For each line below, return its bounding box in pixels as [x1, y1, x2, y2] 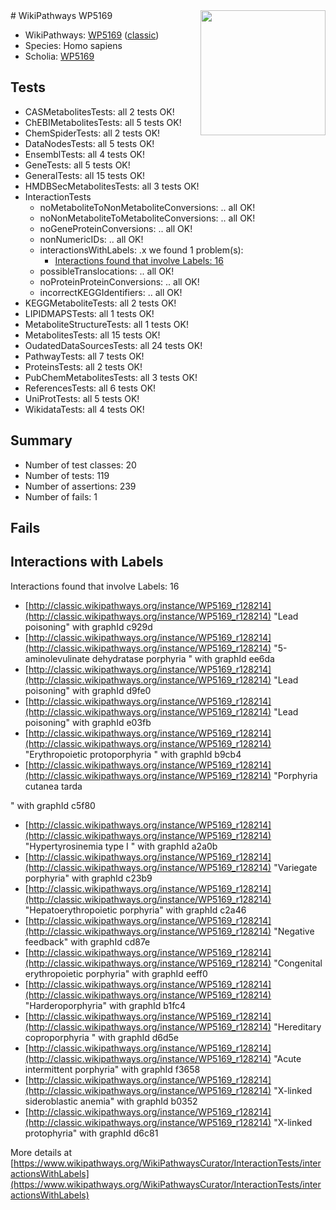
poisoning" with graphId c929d [24, 620, 153, 633]
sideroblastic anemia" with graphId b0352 [24, 1095, 198, 1107]
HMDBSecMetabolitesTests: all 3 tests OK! [24, 180, 200, 192]
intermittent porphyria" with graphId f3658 [24, 1063, 201, 1075]
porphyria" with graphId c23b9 [24, 872, 153, 884]
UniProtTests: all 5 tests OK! [24, 392, 140, 404]
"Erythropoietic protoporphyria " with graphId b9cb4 [24, 748, 242, 760]
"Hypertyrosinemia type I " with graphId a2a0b [24, 840, 218, 852]
